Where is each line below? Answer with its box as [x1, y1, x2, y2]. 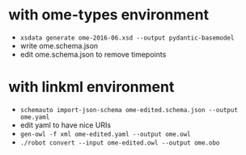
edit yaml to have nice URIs [19, 119, 112, 130]
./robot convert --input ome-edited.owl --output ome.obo [19, 139, 220, 147]
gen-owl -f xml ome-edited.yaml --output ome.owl [19, 130, 192, 138]
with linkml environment [8, 78, 175, 96]
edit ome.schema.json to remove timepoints [19, 49, 167, 59]
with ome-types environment [8, 6, 209, 24]
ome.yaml [19, 113, 50, 121]
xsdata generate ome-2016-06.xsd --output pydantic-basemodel [19, 34, 235, 42]
